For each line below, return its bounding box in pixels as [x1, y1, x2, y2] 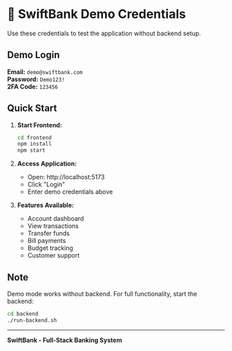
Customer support [27, 251, 80, 260]
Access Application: [17, 159, 77, 168]
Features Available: [17, 201, 75, 210]
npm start [17, 147, 46, 154]
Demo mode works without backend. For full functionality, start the [7, 290, 197, 298]
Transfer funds [27, 229, 70, 237]
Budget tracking [27, 244, 74, 252]
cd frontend [17, 134, 52, 141]
